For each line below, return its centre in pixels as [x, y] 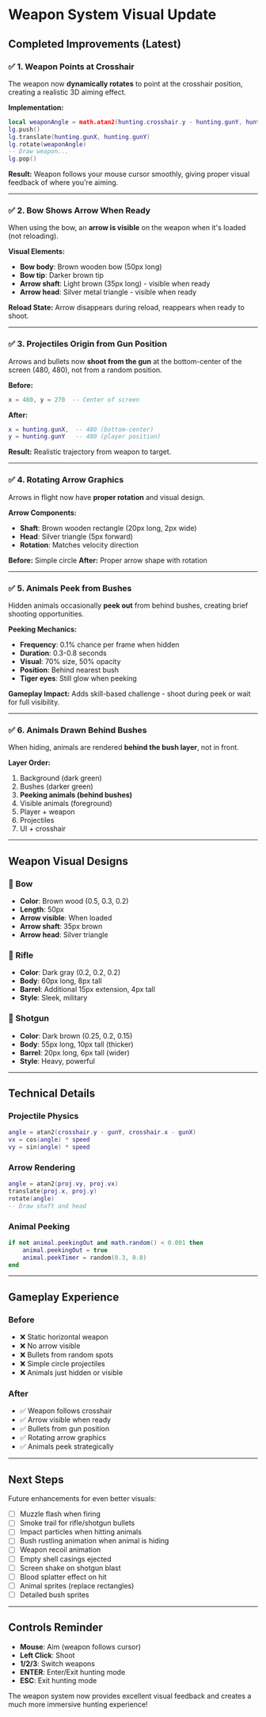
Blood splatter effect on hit [63, 1577]
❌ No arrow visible [50, 1346]
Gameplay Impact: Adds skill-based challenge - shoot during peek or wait [129, 693]
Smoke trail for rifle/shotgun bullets [77, 1523]
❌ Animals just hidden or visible [71, 1373]
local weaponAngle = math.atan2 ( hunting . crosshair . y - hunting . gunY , [125, 122]
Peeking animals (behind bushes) [76, 795]
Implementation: [36, 107]
